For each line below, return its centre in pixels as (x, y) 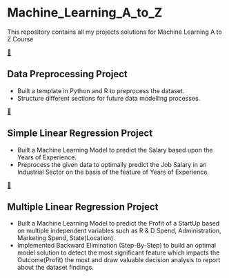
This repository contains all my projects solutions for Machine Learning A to (114, 32)
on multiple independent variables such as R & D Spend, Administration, (119, 231)
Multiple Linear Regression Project (83, 207)
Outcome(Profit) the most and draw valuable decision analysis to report (119, 260)
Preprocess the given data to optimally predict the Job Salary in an (112, 164)
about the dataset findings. (56, 268)
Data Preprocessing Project (67, 74)
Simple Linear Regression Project (80, 133)
